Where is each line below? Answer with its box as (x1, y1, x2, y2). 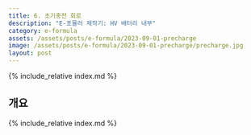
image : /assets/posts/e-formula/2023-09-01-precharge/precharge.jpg (8, 42, 244, 50)
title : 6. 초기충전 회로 (8, 11, 82, 20)
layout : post (8, 49, 52, 57)
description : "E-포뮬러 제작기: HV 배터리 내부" (8, 19, 157, 27)
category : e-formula (8, 27, 78, 35)
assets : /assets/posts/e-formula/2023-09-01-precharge (8, 34, 197, 43)
